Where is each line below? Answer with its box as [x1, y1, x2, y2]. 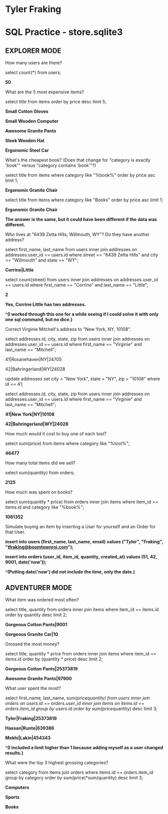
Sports [5, 794, 20, 800]
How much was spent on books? [5, 489, 73, 495]
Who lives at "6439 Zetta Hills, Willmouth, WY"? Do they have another [5, 231, 150, 238]
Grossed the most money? [5, 641, 60, 647]
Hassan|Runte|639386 [5, 725, 54, 731]
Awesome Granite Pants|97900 [5, 675, 72, 681]
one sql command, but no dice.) [5, 316, 73, 322]
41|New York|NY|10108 [5, 411, 55, 417]
